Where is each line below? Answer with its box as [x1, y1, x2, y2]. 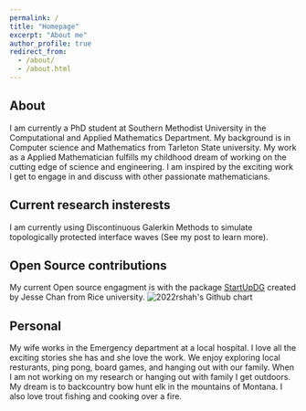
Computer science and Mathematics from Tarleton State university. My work [9, 142, 297, 153]
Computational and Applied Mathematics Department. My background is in [9, 132, 290, 142]
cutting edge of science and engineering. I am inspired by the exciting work [9, 161, 294, 172]
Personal [9, 318, 62, 333]
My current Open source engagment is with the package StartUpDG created [9, 282, 297, 293]
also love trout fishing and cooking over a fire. [9, 391, 183, 402]
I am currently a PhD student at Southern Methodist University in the [9, 122, 267, 133]
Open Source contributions [9, 258, 167, 273]
